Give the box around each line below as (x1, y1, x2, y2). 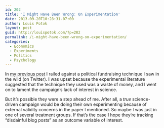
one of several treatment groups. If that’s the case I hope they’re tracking (5, 112, 154, 118)
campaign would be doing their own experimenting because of (19, 101, 147, 107)
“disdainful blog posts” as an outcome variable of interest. (5, 117, 123, 123)
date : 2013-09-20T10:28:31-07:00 (5, 16, 74, 21)
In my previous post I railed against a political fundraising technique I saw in (5, 71, 160, 77)
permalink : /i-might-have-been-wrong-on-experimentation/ (5, 35, 127, 40)
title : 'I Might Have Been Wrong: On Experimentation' (5, 12, 121, 17)
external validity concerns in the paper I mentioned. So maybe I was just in (5, 107, 157, 113)
